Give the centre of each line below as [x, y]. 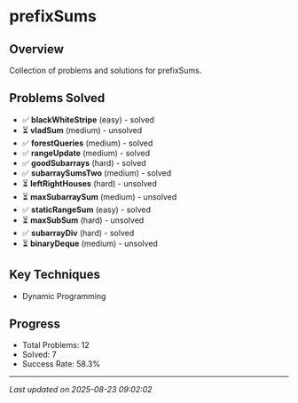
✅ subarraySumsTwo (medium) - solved [97, 173]
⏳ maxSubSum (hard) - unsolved [83, 220]
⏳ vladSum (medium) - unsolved [82, 130]
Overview [37, 49]
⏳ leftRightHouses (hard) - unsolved [90, 183]
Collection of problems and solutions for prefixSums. [106, 70]
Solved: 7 [39, 355]
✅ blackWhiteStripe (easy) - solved [88, 119]
